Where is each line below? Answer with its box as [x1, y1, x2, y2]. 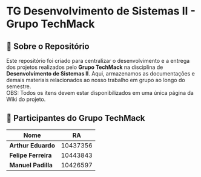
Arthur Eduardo [9, 141, 56, 149]
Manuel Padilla [9, 161, 53, 169]
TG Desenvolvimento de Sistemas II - [6, 4, 196, 18]
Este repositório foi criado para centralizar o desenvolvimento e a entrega [6, 57, 190, 64]
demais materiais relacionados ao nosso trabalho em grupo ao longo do [6, 77, 186, 83]
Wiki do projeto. [6, 95, 46, 103]
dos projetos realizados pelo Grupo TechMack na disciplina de [6, 63, 163, 71]
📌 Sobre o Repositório [6, 41, 90, 51]
